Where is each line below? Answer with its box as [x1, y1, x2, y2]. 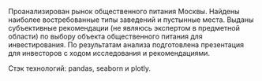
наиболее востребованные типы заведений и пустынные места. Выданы [8, 15, 254, 24]
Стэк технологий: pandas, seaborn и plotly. [8, 64, 152, 73]
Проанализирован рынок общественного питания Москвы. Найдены [8, 7, 240, 16]
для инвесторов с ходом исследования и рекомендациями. [8, 49, 211, 57]
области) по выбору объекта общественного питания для [8, 31, 203, 41]
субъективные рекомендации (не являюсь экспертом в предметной [8, 24, 241, 32]
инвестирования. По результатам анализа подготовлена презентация [8, 40, 245, 50]
